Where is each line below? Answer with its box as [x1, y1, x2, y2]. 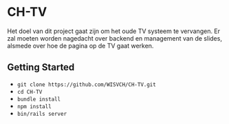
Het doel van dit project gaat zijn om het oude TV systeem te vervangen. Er [7, 27, 221, 35]
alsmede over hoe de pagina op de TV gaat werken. [7, 41, 154, 50]
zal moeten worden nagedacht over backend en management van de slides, [7, 34, 222, 42]
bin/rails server [17, 110, 67, 117]
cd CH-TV [17, 88, 43, 95]
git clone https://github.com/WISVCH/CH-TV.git [17, 81, 156, 88]
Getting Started [7, 61, 75, 73]
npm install [17, 103, 52, 110]
